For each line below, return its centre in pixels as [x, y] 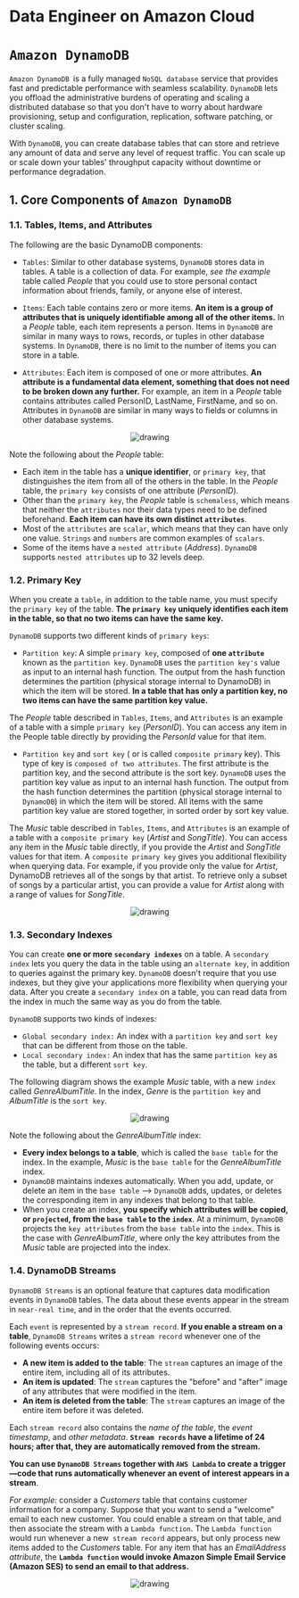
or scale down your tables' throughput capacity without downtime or [135, 162]
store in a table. [51, 355]
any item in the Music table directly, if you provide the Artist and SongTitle [145, 847]
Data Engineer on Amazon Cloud [132, 17]
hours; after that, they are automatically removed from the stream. [135, 1446]
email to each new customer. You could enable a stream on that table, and [145, 1519]
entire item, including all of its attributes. [96, 1372]
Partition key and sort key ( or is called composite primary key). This [151, 754]
